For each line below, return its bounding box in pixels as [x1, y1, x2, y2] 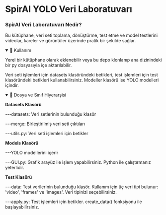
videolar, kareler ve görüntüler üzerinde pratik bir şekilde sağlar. [5, 38, 136, 44]
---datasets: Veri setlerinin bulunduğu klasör [5, 111, 96, 117]
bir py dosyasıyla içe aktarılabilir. [5, 62, 72, 68]
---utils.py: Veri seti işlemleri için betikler [5, 131, 88, 137]
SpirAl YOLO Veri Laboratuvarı [5, 3, 133, 15]
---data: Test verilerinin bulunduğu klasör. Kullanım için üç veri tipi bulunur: [5, 184, 159, 190]
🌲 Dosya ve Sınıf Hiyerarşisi [9, 92, 66, 98]
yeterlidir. [5, 165, 25, 171]
